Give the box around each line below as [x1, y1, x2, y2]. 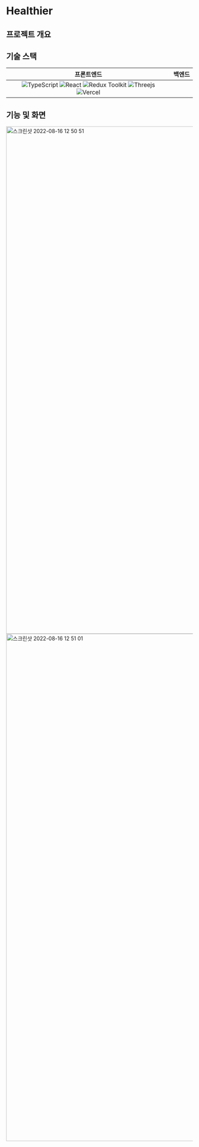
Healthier [6, 4, 53, 18]
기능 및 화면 [6, 110, 46, 120]
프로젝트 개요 [6, 29, 52, 39]
